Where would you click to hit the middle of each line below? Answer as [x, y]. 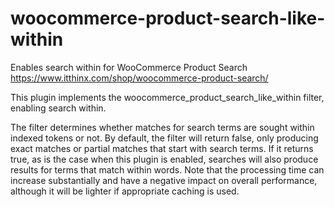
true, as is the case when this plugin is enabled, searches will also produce [164, 159]
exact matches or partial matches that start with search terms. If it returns [162, 148]
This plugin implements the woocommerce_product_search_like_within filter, [167, 97]
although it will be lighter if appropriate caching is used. [125, 191]
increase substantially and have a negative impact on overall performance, [164, 180]
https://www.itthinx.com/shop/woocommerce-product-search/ [139, 78]
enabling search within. [58, 108]
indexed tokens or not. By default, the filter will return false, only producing [164, 138]
